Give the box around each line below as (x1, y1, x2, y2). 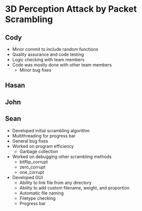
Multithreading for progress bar (12, 133, 76, 139)
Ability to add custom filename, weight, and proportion (19, 185, 130, 190)
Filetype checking (19, 195, 56, 201)
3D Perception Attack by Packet (5, 3, 137, 15)
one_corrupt (19, 169, 45, 175)
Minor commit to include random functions (12, 47, 98, 52)
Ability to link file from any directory (19, 180, 92, 186)
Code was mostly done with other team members (12, 62, 112, 68)
